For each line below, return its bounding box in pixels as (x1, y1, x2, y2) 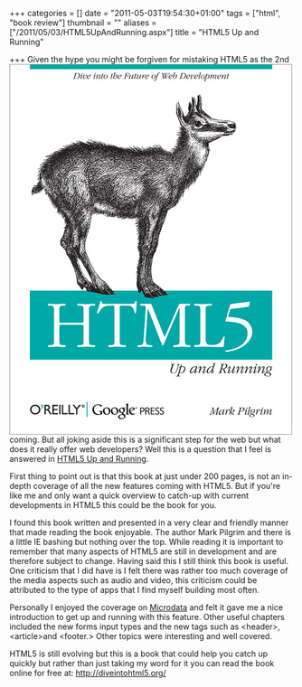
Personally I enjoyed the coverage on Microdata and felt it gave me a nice (9, 602, 283, 613)
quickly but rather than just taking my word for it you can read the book (9, 658, 275, 668)
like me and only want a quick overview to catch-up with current (9, 490, 250, 501)
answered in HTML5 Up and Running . (9, 454, 149, 464)
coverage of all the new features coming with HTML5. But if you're (33, 481, 281, 491)
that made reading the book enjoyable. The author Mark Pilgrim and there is (9, 527, 292, 537)
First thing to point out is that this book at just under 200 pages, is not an (9, 471, 280, 482)
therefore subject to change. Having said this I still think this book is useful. (9, 556, 289, 566)
